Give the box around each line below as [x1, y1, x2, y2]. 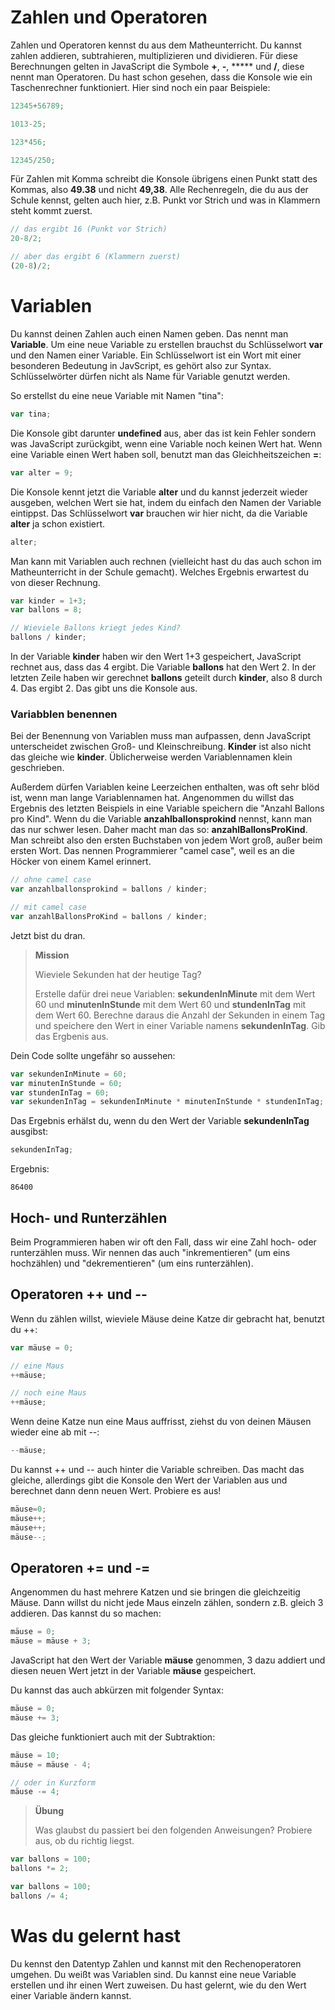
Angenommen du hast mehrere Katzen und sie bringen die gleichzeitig [10, 1586, 301, 1598]
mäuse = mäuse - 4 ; [10, 1759, 92, 1770]
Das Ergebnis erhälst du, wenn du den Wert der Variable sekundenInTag [10, 1115, 310, 1127]
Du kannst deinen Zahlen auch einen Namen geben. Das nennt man [10, 327, 289, 340]
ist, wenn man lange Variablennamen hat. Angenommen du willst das [10, 792, 295, 804]
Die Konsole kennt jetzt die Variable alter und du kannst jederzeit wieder [10, 486, 309, 498]
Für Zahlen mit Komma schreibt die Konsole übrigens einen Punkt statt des [10, 173, 318, 185]
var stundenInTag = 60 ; [10, 1087, 110, 1098]
